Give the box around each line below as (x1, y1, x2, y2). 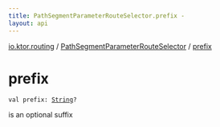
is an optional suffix (8, 110, 74, 120)
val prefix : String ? (8, 96, 78, 104)
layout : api (8, 19, 48, 27)
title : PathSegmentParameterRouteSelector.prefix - (8, 11, 185, 20)
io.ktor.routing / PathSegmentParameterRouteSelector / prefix (8, 41, 213, 51)
